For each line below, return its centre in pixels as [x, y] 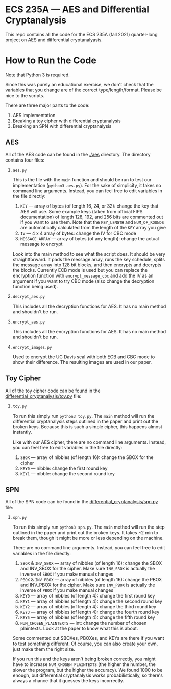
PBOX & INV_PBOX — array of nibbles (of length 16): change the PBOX [91, 580]
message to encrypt [41, 244]
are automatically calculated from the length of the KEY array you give [93, 227]
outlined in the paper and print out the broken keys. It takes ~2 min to [85, 533]
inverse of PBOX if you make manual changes [67, 590]
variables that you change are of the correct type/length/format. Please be [84, 90]
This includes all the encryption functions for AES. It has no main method [89, 331]
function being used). [35, 286]
